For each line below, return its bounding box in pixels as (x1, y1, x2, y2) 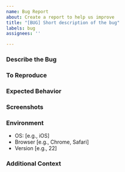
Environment (6, 119, 44, 127)
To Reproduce (6, 71, 47, 79)
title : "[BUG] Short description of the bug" (6, 20, 120, 25)
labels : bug (6, 25, 35, 31)
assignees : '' (6, 31, 41, 37)
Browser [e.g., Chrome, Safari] (14, 138, 89, 145)
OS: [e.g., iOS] (14, 132, 50, 139)
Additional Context (6, 160, 61, 168)
